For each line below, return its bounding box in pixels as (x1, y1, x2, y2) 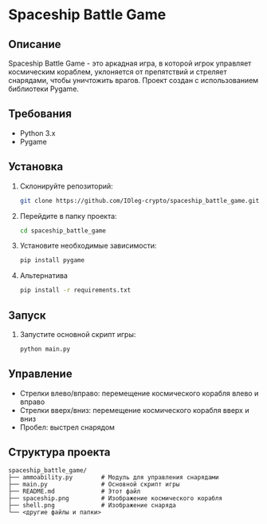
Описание (8, 38, 61, 51)
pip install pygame (19, 256, 85, 264)
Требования (8, 107, 72, 121)
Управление (8, 367, 73, 381)
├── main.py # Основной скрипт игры (8, 481, 180, 489)
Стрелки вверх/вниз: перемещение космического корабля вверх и (19, 405, 249, 415)
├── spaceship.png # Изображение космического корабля (8, 494, 223, 502)
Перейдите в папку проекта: (19, 211, 117, 220)
